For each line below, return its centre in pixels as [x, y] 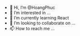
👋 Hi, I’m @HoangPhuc [32, 8]
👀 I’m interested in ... [30, 13]
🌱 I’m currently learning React [39, 18]
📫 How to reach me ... [32, 28]
